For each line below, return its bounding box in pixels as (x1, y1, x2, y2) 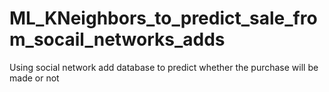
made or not (9, 72, 60, 84)
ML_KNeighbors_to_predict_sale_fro (9, 7, 318, 30)
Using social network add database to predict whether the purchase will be (9, 61, 319, 73)
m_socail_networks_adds (9, 28, 226, 51)
